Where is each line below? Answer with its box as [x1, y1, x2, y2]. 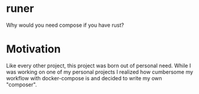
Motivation [6, 42, 61, 56]
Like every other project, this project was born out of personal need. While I [6, 62, 191, 69]
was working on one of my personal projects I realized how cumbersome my [6, 68, 194, 76]
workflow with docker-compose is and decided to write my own [6, 74, 162, 82]
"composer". [6, 81, 37, 88]
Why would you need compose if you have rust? [6, 21, 124, 29]
